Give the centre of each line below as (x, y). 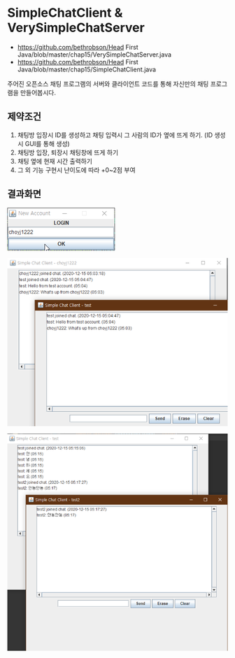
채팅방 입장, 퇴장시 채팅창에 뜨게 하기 (68, 152)
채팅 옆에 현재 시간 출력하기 (55, 161)
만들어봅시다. (38, 92)
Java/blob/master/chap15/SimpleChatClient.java (86, 69)
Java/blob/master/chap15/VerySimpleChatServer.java (94, 55)
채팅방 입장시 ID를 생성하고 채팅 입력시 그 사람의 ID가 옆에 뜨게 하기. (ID (115, 135)
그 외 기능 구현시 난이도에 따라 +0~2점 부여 (76, 170)
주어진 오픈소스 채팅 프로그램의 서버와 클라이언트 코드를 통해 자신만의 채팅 (108, 84)
